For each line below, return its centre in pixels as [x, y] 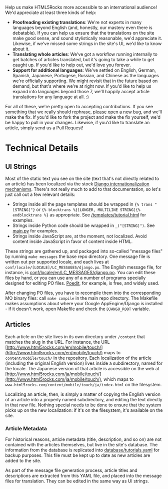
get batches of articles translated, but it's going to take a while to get [83, 59]
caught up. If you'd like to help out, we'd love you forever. [71, 65]
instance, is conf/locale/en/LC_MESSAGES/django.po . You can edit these [80, 272]
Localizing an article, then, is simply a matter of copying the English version [83, 394]
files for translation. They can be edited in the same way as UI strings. [77, 481]
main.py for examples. [35, 231]
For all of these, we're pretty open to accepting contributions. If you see [79, 106]
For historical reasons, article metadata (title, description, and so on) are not [83, 439]
